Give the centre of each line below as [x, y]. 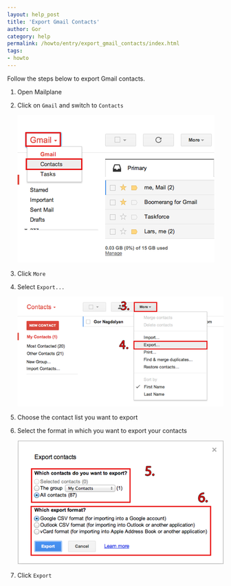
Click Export [34, 576]
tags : [15, 51]
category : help [29, 36]
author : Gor [24, 29]
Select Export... [41, 286]
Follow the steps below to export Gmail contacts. [76, 79]
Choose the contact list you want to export [77, 417]
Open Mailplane [39, 92]
